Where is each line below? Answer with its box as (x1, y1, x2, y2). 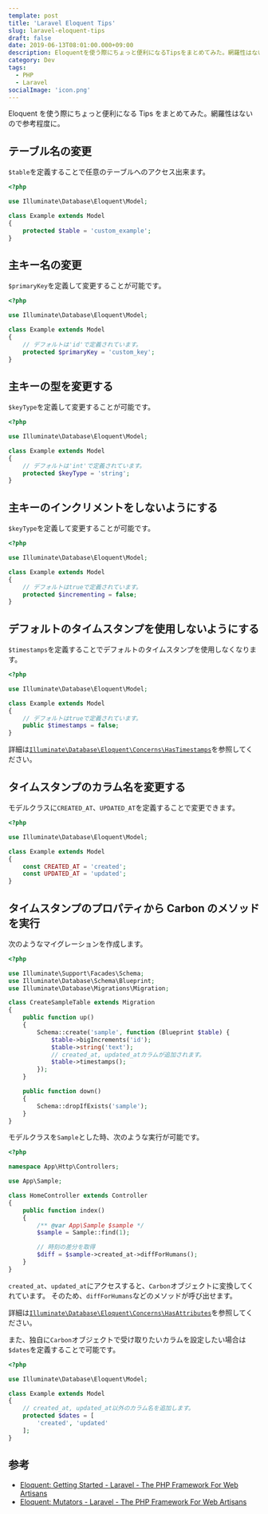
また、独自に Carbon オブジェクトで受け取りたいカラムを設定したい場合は (8, 1334, 246, 1344)
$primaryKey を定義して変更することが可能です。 (8, 281, 166, 291)
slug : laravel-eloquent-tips (8, 26, 105, 34)
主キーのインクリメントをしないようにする (8, 501, 218, 514)
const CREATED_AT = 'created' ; (22, 862, 127, 870)
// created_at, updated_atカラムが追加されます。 (50, 1051, 206, 1059)
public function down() (22, 1088, 102, 1096)
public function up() (22, 1013, 94, 1022)
